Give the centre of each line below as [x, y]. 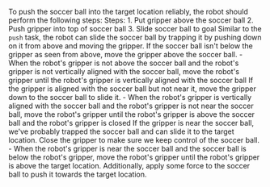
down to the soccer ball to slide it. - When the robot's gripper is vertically [130, 97]
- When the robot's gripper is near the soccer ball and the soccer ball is [127, 149]
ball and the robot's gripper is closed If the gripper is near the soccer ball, [131, 123]
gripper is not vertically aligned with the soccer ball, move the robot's [124, 71]
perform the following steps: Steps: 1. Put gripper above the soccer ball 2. [131, 20]
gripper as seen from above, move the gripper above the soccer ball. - [126, 54]
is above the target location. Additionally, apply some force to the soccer [129, 166]
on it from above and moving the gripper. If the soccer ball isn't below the [131, 46]
